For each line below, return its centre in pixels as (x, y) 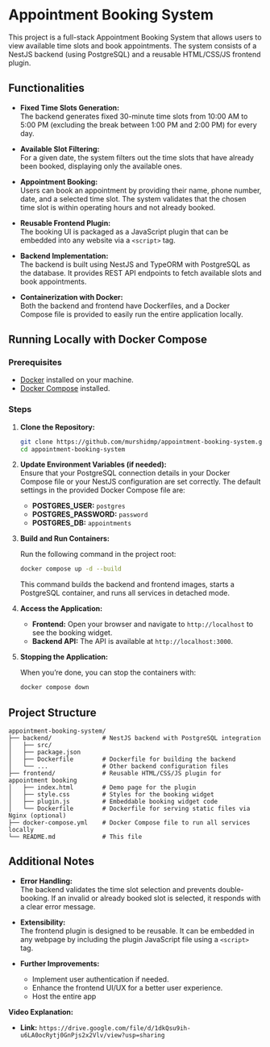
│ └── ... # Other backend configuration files (118, 767)
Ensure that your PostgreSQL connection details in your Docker (125, 473)
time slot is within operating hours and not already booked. (118, 207)
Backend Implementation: (64, 256)
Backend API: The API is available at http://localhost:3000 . (133, 642)
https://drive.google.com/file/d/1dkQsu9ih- (115, 1028)
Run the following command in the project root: (98, 555)
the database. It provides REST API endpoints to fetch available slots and (141, 272)
